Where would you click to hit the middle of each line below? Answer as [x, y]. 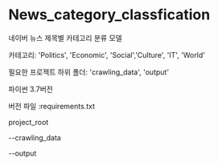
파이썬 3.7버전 [31, 89]
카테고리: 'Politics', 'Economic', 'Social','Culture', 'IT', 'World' [107, 55]
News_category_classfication [109, 15]
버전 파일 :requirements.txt [51, 106]
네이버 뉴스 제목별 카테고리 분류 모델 [65, 38]
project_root [29, 122]
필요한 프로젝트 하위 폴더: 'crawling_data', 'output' [89, 72]
